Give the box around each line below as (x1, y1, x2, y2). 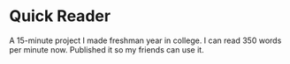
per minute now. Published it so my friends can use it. (9, 44, 205, 54)
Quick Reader (9, 6, 111, 26)
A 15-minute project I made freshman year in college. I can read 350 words (9, 35, 282, 46)
